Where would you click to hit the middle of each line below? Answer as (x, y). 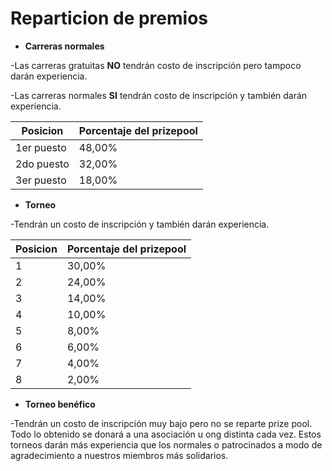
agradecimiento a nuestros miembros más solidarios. (119, 455)
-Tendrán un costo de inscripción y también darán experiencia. (140, 224)
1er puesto (41, 147)
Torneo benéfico (60, 404)
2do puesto (42, 164)
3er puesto (41, 180)
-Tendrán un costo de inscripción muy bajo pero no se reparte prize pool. (161, 423)
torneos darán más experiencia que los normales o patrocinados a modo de (166, 444)
